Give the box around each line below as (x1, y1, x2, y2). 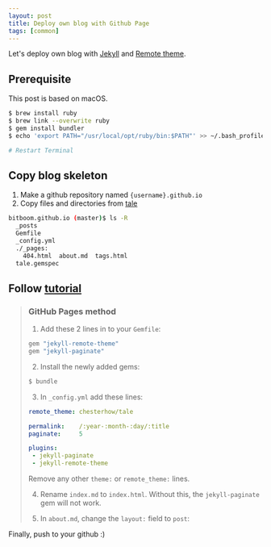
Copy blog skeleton (8, 169, 108, 182)
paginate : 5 (27, 429, 83, 438)
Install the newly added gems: (40, 361, 140, 371)
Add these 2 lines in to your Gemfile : (40, 324, 161, 334)
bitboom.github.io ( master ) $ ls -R (8, 215, 128, 223)
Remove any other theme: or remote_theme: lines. (27, 474, 190, 484)
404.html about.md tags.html (23, 252, 128, 260)
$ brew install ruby (8, 110, 78, 118)
